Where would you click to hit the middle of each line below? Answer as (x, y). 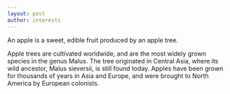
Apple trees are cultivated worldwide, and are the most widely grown (107, 54)
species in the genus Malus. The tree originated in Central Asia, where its (113, 61)
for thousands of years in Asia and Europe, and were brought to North (108, 76)
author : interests (34, 20)
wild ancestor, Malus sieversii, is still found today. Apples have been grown (115, 68)
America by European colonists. (53, 83)
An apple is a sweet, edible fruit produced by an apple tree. (93, 40)
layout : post (26, 14)
